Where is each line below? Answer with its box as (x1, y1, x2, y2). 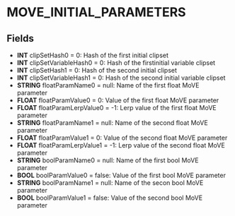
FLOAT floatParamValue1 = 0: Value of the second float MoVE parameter (16, 133, 228, 142)
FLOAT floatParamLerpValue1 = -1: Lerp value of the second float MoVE (16, 141, 226, 149)
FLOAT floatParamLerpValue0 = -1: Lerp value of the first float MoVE (16, 104, 217, 112)
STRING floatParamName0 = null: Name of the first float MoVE (16, 81, 200, 89)
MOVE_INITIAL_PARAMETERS (6, 4, 186, 20)
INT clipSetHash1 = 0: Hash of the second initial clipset (16, 66, 178, 74)
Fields (6, 32, 35, 44)
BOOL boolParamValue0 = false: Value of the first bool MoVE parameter (16, 171, 226, 179)
